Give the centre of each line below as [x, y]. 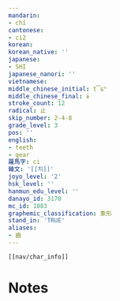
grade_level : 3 [33, 125]
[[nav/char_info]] [38, 257]
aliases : [22, 228]
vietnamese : [28, 81]
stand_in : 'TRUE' [37, 221]
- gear [19, 154]
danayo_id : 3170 [35, 199]
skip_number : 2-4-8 [40, 118]
